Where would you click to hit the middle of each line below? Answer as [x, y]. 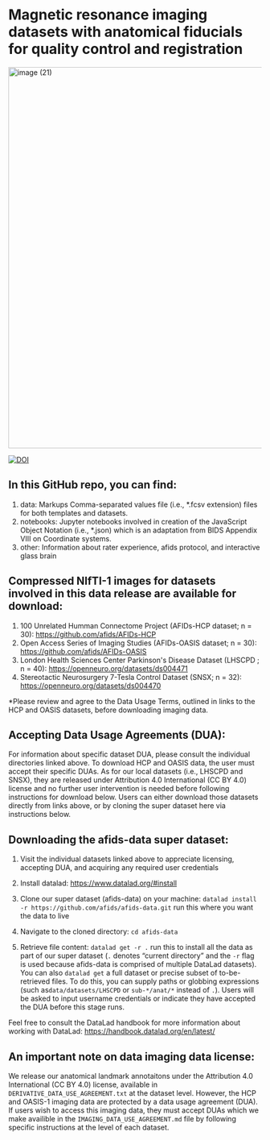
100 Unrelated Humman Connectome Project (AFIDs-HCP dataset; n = [136, 625]
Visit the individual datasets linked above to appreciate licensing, [127, 859]
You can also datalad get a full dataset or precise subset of [119, 973]
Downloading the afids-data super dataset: [119, 839]
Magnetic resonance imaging [108, 15]
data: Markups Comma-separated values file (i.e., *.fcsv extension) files [139, 504]
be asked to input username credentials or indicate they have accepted [137, 999]
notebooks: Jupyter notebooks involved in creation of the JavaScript [133, 521]
